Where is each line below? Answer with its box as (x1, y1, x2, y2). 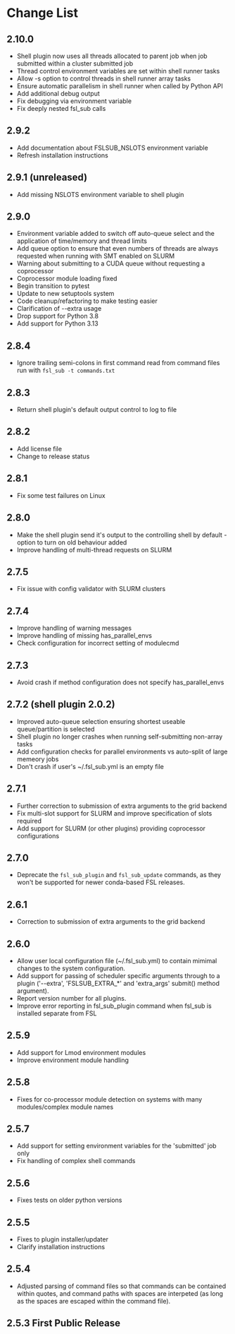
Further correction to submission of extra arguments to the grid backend (16, 802, 227, 810)
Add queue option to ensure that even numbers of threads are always (16, 244, 219, 253)
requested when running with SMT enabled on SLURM (16, 252, 175, 261)
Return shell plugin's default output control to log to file (16, 405, 177, 414)
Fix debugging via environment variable (16, 97, 132, 105)
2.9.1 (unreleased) (6, 172, 88, 184)
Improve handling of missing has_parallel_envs (16, 631, 153, 640)
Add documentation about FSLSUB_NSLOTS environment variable (16, 143, 208, 152)
